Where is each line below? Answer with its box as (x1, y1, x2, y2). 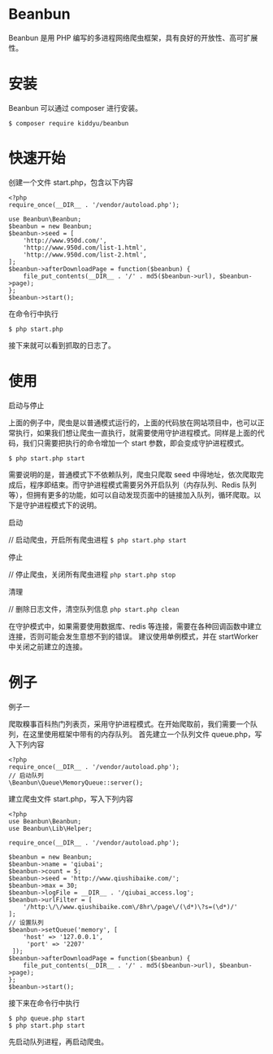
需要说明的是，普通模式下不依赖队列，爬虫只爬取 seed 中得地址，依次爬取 (8, 469, 258, 479)
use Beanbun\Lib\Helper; (8, 824, 93, 832)
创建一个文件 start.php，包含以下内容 (8, 177, 134, 187)
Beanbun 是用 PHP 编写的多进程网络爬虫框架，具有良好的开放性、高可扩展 (8, 33, 258, 42)
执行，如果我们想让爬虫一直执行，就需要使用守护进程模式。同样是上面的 (15, 428, 258, 437)
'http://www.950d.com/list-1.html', (23, 244, 148, 252)
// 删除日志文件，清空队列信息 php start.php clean (8, 604, 180, 613)
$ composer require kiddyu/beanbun (8, 119, 129, 127)
